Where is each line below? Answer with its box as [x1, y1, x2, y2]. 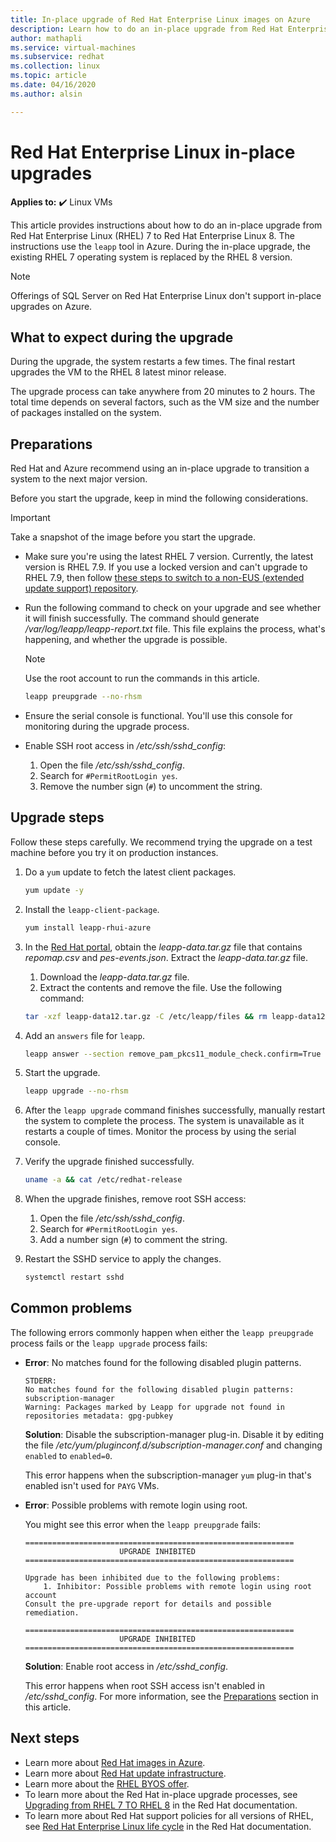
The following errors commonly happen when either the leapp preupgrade [10, 1326, 314, 1338]
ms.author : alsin [10, 89, 83, 99]
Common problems [10, 1300, 133, 1317]
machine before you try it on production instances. [10, 846, 219, 858]
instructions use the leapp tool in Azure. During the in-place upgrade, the [10, 240, 311, 252]
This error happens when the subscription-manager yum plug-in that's [24, 1469, 312, 1481]
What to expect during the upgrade [10, 329, 234, 346]
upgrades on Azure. [10, 300, 93, 312]
